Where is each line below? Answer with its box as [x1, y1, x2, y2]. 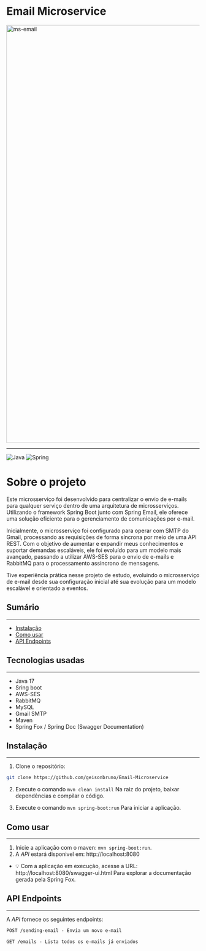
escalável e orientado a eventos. [6, 584, 88, 592]
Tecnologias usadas [6, 655, 85, 666]
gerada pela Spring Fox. [15, 876, 76, 883]
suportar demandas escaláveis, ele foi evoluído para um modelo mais [6, 546, 181, 554]
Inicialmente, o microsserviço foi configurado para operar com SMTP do [6, 527, 189, 534]
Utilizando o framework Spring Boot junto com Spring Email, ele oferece [6, 508, 188, 516]
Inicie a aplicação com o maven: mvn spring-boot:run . [15, 844, 152, 851]
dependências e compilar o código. [15, 792, 105, 799]
